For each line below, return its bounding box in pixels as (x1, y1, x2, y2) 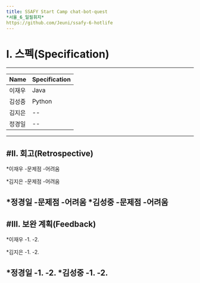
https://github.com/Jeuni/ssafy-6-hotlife (6, 20, 113, 26)
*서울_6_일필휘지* (6, 14, 45, 20)
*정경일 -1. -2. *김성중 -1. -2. (6, 268, 108, 278)
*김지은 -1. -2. (6, 249, 40, 256)
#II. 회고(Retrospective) (6, 148, 93, 158)
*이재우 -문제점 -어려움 (6, 165, 60, 172)
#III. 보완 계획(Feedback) (6, 219, 96, 229)
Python (32, 98, 52, 106)
